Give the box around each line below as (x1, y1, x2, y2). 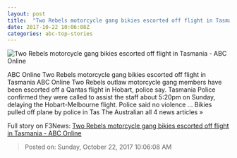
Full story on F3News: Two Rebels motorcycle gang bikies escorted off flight (7, 121, 229, 130)
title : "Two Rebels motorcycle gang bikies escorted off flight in (7, 17, 213, 24)
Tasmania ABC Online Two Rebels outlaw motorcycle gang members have (7, 78, 222, 87)
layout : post (7, 10, 46, 18)
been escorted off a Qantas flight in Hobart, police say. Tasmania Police (7, 85, 216, 94)
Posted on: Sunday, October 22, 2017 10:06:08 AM (24, 142, 172, 152)
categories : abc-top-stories (7, 30, 93, 37)
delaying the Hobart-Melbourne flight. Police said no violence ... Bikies (7, 100, 212, 109)
